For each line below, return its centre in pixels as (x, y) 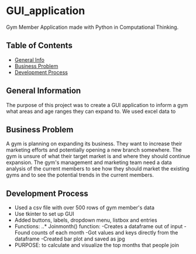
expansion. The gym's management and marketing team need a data (89, 162)
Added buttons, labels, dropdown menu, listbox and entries (86, 220)
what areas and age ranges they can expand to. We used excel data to (91, 111)
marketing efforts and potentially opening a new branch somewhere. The (94, 150)
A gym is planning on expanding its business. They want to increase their (94, 144)
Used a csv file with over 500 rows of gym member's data (85, 208)
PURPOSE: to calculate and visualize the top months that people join (97, 245)
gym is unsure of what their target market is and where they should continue (98, 156)
